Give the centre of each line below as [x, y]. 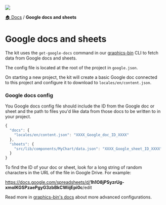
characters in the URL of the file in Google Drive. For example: [68, 173]
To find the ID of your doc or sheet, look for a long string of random [74, 167]
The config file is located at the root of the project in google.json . [72, 67]
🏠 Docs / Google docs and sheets [41, 17]
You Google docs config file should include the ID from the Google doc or [80, 106]
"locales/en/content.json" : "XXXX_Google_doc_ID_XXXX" [72, 135]
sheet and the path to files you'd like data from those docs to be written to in [83, 111]
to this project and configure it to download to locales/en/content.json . [78, 82]
